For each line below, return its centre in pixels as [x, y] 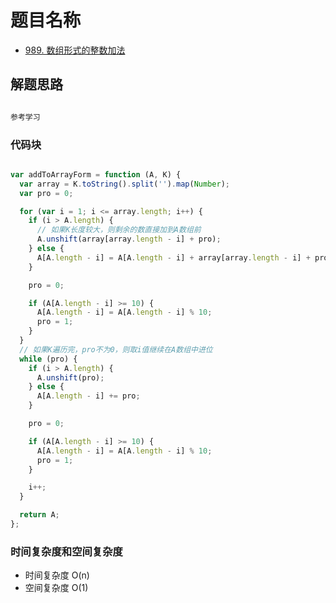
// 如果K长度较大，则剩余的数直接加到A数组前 [119, 230]
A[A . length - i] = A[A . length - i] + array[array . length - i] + [173, 257]
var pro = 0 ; [46, 193]
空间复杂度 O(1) [56, 588]
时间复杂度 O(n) [57, 575]
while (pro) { [48, 359]
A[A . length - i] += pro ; [88, 396]
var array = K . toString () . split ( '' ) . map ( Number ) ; [124, 184]
